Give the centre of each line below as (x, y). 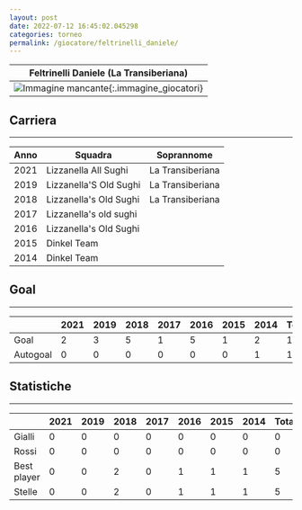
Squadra (93, 156)
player (27, 477)
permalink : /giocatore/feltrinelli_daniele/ (94, 43)
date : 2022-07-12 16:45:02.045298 (74, 26)
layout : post (34, 18)
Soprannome (184, 156)
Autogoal (33, 354)
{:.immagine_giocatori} (156, 88)
